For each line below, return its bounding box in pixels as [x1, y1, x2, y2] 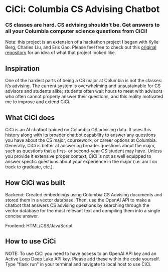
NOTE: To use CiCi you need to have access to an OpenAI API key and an [5, 250, 156, 256]
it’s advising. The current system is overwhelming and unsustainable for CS [5, 83, 161, 89]
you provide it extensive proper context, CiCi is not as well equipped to [5, 153, 151, 159]
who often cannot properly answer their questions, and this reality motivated [5, 94, 163, 100]
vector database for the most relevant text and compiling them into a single [5, 207, 160, 213]
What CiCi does [5, 113, 55, 122]
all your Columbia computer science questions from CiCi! [5, 28, 148, 35]
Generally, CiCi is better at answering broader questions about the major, [5, 143, 156, 149]
